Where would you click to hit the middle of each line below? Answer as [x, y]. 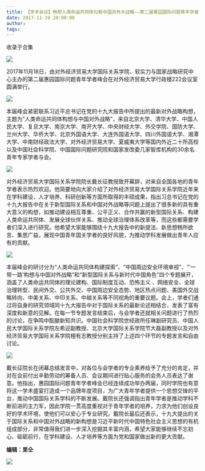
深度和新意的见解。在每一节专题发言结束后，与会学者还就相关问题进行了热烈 [103, 313]
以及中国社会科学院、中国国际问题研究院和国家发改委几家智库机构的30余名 [101, 150]
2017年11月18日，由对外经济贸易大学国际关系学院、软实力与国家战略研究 [97, 71]
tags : [13, 29]
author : [16, 23]
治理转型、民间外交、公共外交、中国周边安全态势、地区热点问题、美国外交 [100, 290]
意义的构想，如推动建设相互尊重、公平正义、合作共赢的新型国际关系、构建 [105, 212]
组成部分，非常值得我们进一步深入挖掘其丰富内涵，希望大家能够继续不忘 [97, 429]
